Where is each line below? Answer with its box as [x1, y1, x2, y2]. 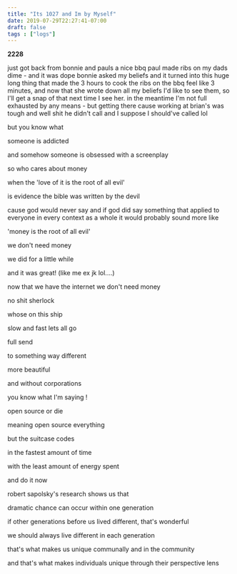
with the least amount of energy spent [7, 462, 120, 471]
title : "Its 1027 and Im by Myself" [7, 10, 116, 18]
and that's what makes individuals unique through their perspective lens [7, 559, 219, 568]
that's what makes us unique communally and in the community [7, 545, 195, 553]
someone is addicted [7, 137, 69, 145]
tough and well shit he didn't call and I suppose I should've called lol [7, 109, 208, 118]
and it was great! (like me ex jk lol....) [7, 269, 116, 277]
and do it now [7, 476, 48, 485]
